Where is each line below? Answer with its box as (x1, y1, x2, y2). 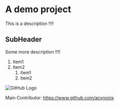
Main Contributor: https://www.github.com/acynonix (5, 94, 114, 100)
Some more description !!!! (5, 48, 61, 55)
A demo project (5, 4, 71, 15)
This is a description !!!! (5, 20, 54, 26)
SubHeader (5, 35, 42, 44)
